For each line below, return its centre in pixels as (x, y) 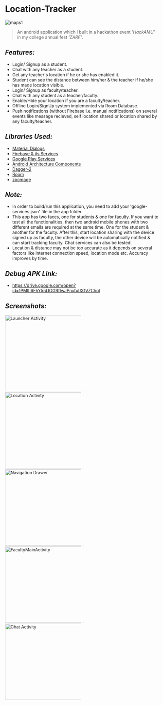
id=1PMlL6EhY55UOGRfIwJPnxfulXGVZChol (56, 291)
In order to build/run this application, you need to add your (71, 206)
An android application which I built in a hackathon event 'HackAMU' (86, 32)
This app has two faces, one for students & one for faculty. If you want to (85, 217)
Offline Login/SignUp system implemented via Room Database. (75, 105)
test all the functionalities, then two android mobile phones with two (80, 222)
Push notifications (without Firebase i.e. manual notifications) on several (84, 111)
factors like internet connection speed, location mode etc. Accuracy (80, 253)
